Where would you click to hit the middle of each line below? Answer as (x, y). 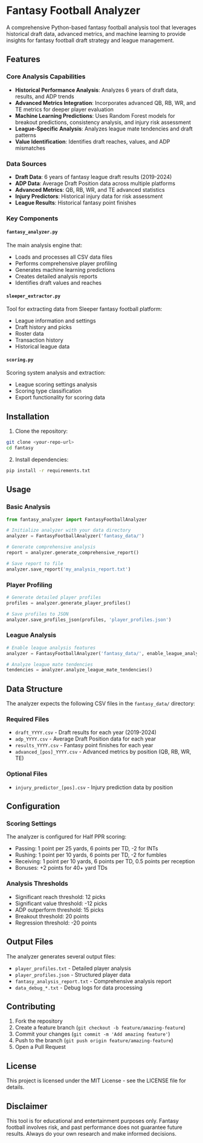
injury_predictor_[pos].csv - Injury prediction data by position (94, 787)
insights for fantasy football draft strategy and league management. (90, 40)
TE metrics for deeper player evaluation (64, 109)
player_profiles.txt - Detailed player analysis (73, 968)
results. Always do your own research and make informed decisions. (92, 1133)
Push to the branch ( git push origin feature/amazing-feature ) (94, 1040)
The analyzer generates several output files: (61, 956)
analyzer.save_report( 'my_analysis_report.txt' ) (69, 569)
